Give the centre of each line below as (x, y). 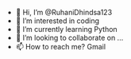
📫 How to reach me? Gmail (60, 47)
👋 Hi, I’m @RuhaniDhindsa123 (64, 12)
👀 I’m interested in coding (58, 21)
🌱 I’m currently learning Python (66, 29)
